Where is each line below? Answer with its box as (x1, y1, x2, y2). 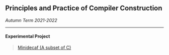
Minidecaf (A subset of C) (17, 44, 71, 50)
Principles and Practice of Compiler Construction (5, 4, 162, 12)
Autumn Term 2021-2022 (5, 17, 58, 23)
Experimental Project (5, 33, 50, 39)
